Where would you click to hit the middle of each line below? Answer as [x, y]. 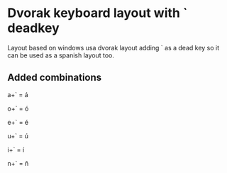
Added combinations [55, 78]
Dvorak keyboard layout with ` [98, 13]
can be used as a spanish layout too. [61, 55]
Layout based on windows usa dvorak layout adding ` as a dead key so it [113, 48]
